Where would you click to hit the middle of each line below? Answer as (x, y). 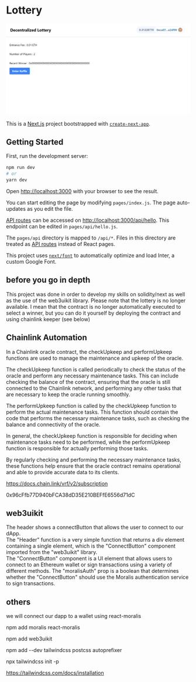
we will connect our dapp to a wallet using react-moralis (74, 616)
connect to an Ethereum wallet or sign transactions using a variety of (89, 565)
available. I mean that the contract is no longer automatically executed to (94, 306)
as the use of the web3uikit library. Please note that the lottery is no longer (96, 301)
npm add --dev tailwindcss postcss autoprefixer (64, 650)
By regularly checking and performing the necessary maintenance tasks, (94, 460)
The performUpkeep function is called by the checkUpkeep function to (91, 406)
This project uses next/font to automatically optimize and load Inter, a (90, 255)
